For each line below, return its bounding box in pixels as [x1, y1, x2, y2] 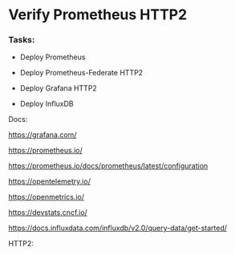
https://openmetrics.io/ [8, 192, 84, 202]
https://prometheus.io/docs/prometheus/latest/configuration [8, 161, 209, 171]
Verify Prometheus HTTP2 [8, 6, 188, 24]
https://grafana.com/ [8, 130, 77, 140]
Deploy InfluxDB [19, 99, 74, 109]
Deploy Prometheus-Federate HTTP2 [19, 68, 144, 78]
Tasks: [8, 34, 35, 46]
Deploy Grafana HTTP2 [19, 83, 98, 93]
